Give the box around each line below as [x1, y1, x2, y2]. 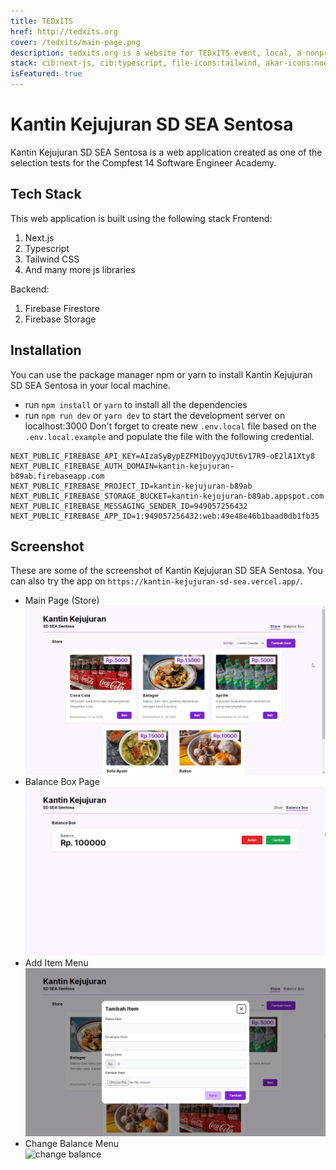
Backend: [10, 283, 50, 295]
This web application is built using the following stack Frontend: [10, 212, 273, 224]
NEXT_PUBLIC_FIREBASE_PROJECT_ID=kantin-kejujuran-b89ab [10, 481, 253, 491]
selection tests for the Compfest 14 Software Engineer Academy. [10, 156, 277, 169]
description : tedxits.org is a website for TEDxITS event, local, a [10, 48, 302, 58]
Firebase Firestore [24, 302, 100, 314]
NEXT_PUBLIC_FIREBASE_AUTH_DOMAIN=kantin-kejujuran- [10, 461, 235, 471]
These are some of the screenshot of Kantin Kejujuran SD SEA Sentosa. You [10, 565, 323, 577]
